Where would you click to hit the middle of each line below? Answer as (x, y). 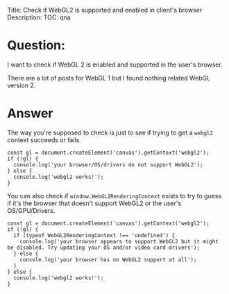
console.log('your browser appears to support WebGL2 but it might (119, 241)
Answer (30, 113)
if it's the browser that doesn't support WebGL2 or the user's (94, 203)
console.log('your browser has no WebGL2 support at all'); (108, 259)
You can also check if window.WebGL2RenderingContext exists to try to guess (114, 196)
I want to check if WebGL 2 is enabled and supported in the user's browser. (115, 64)
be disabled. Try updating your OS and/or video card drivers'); (103, 248)
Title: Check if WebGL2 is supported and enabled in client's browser (105, 10)
